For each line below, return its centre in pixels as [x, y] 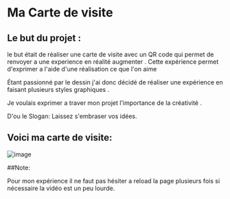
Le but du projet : [44, 38]
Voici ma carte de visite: [60, 138]
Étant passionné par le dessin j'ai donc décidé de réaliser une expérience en [115, 82]
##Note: [19, 167]
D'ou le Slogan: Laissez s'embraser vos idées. [72, 116]
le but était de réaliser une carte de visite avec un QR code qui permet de [111, 54]
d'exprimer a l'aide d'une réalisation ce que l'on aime [82, 69]
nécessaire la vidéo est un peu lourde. [61, 188]
